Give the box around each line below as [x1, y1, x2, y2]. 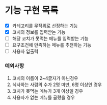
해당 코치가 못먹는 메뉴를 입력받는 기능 [12, 35, 89, 41]
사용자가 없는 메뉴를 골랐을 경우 [12, 94, 75, 100]
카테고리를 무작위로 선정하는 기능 [12, 23, 78, 29]
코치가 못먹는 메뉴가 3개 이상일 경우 [12, 88, 84, 94]
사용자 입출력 [12, 48, 39, 54]
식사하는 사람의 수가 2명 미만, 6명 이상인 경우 [12, 81, 102, 88]
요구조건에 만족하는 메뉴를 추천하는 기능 [12, 42, 92, 48]
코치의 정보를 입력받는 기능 [12, 29, 66, 35]
